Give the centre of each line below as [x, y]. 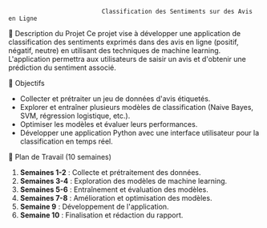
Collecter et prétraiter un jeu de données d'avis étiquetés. [115, 99]
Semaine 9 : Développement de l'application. [95, 206]
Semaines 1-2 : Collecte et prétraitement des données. [111, 172]
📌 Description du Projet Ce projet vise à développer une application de [125, 33]
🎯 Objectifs [27, 83]
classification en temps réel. [67, 141]
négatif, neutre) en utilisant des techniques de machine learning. [115, 51]
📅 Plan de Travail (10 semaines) [60, 157]
